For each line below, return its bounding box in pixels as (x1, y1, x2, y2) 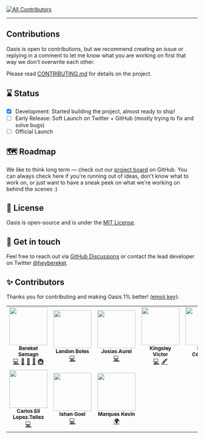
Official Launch (15, 128, 53, 135)
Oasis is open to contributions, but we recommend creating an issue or (6, 45, 184, 52)
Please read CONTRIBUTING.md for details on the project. (6, 70, 152, 77)
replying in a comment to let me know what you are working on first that (6, 52, 186, 59)
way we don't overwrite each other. (6, 58, 95, 65)
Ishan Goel (59, 411, 86, 418)
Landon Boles (55, 348, 90, 355)
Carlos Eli (16, 408, 41, 415)
